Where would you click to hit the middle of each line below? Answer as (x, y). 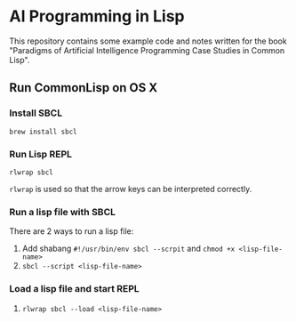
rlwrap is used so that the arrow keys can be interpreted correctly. (131, 189)
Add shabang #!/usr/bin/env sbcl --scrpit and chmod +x (128, 249)
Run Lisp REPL (41, 154)
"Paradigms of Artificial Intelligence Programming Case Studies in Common (147, 50)
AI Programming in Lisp (97, 16)
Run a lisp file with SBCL (63, 212)
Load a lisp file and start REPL (74, 289)
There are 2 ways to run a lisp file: (72, 231)
